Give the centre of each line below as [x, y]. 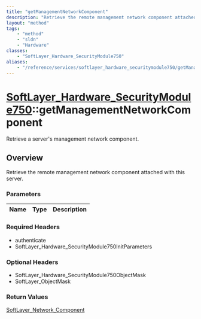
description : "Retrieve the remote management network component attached [101, 17]
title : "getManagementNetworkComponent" [57, 12]
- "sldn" [28, 40]
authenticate [30, 240]
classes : [17, 51]
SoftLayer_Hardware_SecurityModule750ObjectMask [80, 275]
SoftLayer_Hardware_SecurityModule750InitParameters [83, 247]
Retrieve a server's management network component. [73, 139]
